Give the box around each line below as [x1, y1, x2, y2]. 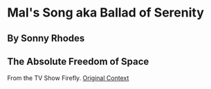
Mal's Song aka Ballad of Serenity [7, 5, 204, 21]
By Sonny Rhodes [7, 32, 85, 44]
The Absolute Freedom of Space [7, 55, 149, 67]
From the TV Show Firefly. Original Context [7, 74, 129, 82]
